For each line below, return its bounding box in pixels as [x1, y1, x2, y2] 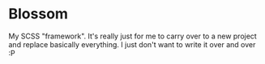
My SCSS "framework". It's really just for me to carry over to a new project [8, 31, 257, 41]
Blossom [8, 5, 69, 23]
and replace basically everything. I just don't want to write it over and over [8, 39, 256, 49]
